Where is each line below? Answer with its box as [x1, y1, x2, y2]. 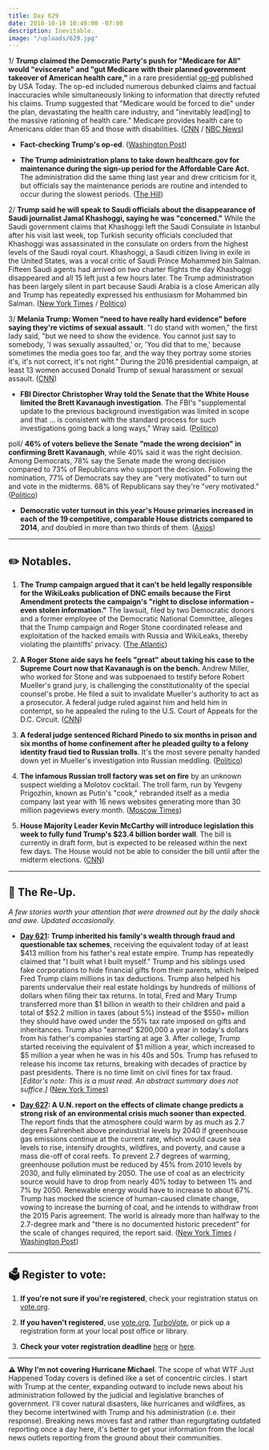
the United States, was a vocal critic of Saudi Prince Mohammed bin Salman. [8, 256, 261, 265]
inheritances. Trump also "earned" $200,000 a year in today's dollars [19, 1024, 249, 1035]
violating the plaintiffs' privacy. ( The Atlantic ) [19, 639, 168, 650]
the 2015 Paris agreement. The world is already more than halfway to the [19, 1210, 260, 1220]
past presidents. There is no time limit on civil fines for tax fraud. [19, 1067, 233, 1077]
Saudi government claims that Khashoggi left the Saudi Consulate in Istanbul [8, 222, 260, 232]
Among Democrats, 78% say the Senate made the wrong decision [8, 456, 226, 466]
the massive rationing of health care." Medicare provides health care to [8, 115, 243, 125]
